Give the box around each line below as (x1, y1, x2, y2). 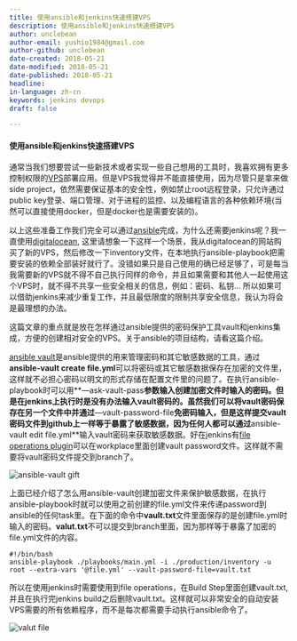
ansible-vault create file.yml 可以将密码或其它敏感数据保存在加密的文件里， (9, 363, 286, 373)
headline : (9, 79, 46, 88)
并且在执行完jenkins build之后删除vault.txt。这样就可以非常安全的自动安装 (9, 593, 279, 605)
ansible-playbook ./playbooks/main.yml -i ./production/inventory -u (9, 557, 272, 567)
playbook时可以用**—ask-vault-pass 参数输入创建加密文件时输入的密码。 (9, 385, 277, 396)
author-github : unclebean (9, 46, 105, 55)
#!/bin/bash (9, 550, 53, 559)
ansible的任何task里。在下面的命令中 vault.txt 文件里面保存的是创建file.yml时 (9, 510, 288, 521)
